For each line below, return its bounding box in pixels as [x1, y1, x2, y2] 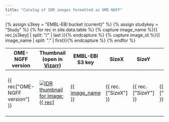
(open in [42, 55, 63, 63]
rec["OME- [8, 83, 35, 90]
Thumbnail [39, 49, 66, 56]
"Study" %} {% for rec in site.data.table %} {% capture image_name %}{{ [5, 26, 157, 33]
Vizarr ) [44, 62, 61, 69]
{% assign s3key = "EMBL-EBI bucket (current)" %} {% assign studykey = [5, 21, 158, 27]
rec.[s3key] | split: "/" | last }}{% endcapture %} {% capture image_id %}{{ [5, 32, 160, 38]
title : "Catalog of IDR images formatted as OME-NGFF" [5, 7, 123, 13]
